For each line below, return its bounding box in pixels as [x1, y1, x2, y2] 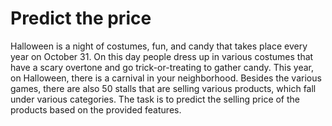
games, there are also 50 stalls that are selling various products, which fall [10, 82, 317, 94]
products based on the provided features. [10, 103, 182, 116]
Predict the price [10, 7, 152, 30]
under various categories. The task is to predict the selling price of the [10, 93, 301, 105]
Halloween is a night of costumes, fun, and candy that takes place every [10, 40, 308, 52]
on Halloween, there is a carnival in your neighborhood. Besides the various [10, 72, 322, 84]
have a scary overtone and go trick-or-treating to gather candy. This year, [10, 61, 315, 73]
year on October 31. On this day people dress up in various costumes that [10, 50, 314, 62]
